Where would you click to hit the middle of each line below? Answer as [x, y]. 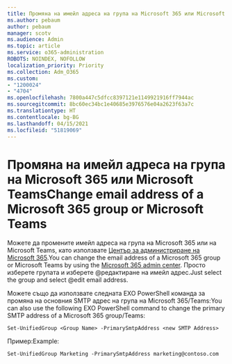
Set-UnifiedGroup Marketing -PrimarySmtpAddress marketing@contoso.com [113, 354]
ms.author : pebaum [34, 20]
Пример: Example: [33, 341]
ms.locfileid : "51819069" [44, 130]
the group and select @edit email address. [68, 280]
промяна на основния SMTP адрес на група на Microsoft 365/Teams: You [115, 301]
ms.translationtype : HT [42, 111]
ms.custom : [23, 78]
